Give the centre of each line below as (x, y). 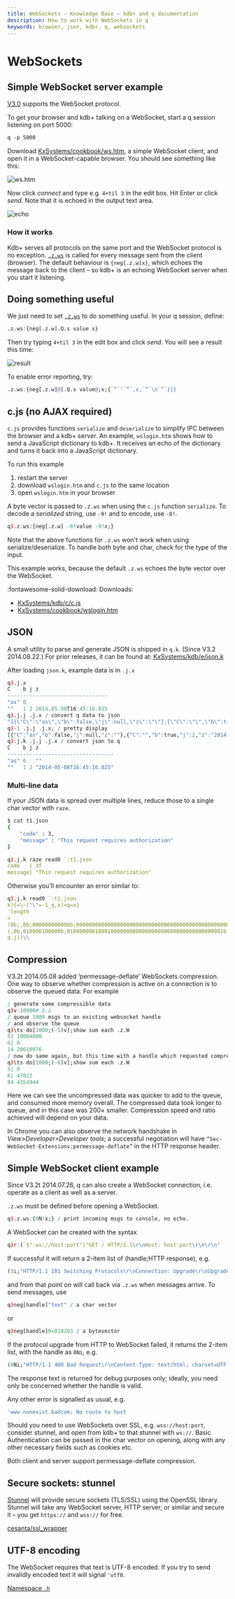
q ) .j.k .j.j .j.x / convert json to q (64, 741)
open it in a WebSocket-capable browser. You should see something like (112, 159)
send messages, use (37, 1292)
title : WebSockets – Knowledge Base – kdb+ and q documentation (103, 14)
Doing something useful (60, 299)
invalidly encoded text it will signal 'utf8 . (66, 1575)
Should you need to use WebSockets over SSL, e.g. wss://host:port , (107, 1425)
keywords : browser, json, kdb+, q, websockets (76, 27)
